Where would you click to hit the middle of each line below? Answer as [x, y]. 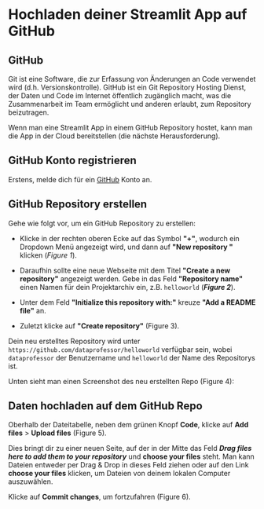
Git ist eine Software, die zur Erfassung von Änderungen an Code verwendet [132, 79]
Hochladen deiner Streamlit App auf [128, 15]
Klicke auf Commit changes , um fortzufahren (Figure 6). [99, 497]
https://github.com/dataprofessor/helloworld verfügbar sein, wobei [120, 349]
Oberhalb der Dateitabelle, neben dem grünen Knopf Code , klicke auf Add [128, 425]
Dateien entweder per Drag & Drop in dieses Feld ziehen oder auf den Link [128, 465]
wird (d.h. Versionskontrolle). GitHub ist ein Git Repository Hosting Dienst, [127, 87]
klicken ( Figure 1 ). [48, 255]
